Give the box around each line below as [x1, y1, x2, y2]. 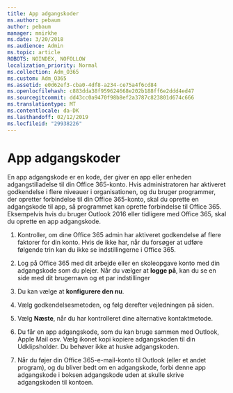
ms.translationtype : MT [7, 101, 77, 108]
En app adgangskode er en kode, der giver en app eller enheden [7, 173, 192, 182]
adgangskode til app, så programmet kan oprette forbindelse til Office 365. [7, 202, 222, 211]
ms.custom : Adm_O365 [7, 74, 67, 82]
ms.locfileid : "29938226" [7, 120, 82, 127]
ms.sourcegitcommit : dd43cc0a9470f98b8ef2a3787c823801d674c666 [7, 95, 195, 102]
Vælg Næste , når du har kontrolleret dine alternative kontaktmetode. [17, 314, 214, 323]
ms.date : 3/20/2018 [7, 36, 64, 43]
